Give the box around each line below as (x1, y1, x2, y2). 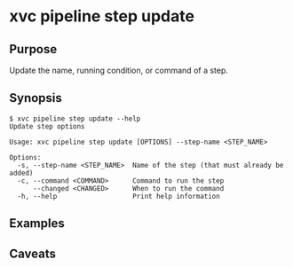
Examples (9, 216, 65, 232)
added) (9, 169, 34, 177)
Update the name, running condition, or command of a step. (9, 65, 229, 75)
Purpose (9, 42, 58, 57)
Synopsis (9, 90, 62, 106)
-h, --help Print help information (17, 192, 220, 200)
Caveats (9, 246, 56, 261)
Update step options (9, 122, 86, 130)
